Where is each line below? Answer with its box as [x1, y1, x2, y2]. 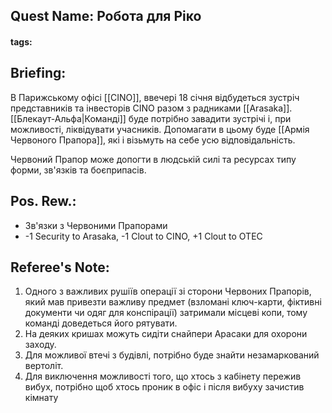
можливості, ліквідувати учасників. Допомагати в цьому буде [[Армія [10, 123, 310, 135]
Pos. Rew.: [10, 193, 77, 210]
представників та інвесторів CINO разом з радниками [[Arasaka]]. [10, 102, 293, 114]
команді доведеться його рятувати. [24, 317, 178, 329]
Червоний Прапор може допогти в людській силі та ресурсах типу [10, 153, 297, 165]
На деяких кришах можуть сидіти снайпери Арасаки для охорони [24, 328, 308, 340]
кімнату [24, 392, 59, 404]
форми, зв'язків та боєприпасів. [10, 164, 147, 176]
